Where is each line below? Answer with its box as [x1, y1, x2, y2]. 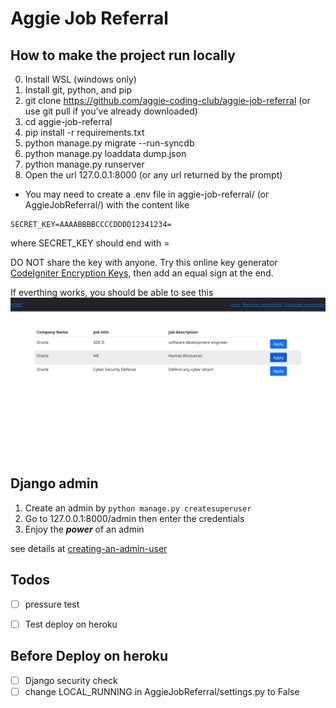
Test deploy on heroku [24, 618, 118, 630]
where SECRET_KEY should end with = [10, 237, 170, 249]
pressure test [24, 598, 80, 610]
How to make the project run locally [10, 47, 236, 64]
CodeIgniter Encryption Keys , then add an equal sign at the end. [10, 267, 274, 279]
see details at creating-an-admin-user [10, 542, 168, 554]
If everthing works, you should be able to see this [10, 287, 214, 298]
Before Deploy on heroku [10, 648, 169, 665]
